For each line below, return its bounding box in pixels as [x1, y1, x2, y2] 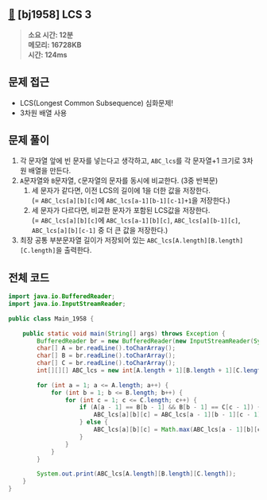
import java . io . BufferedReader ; [8, 293, 115, 300]
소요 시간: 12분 [27, 29, 74, 40]
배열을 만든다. [28, 166, 72, 176]
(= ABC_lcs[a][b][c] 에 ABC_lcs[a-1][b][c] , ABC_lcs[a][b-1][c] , [31, 215, 241, 225]
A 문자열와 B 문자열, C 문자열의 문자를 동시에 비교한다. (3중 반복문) [19, 176, 219, 185]
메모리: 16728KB [27, 40, 82, 49]
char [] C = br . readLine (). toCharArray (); [37, 359, 176, 367]
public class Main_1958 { [8, 315, 94, 323]
